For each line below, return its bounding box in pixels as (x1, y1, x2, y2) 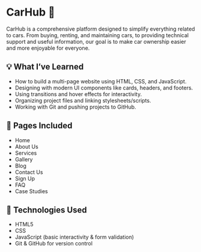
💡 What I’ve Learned (6, 62, 84, 72)
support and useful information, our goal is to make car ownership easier (6, 38, 187, 45)
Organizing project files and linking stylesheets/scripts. (14, 97, 151, 104)
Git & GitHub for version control (14, 240, 93, 247)
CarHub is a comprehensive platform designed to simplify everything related (6, 25, 195, 32)
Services (14, 149, 37, 157)
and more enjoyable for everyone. (6, 44, 90, 52)
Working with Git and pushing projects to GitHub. (14, 103, 136, 110)
